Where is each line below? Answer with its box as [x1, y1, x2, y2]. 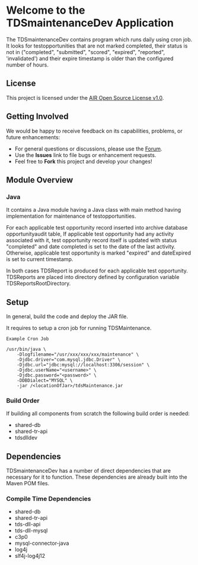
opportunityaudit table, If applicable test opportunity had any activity [6, 230, 174, 238]
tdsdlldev [14, 434, 37, 441]
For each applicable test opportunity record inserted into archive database [6, 224, 188, 231]
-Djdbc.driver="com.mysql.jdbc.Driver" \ [17, 357, 120, 363]
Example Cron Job [6, 336, 49, 342]
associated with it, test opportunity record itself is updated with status [6, 237, 177, 244]
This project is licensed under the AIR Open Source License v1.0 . [6, 94, 164, 101]
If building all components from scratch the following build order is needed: [6, 410, 190, 417]
